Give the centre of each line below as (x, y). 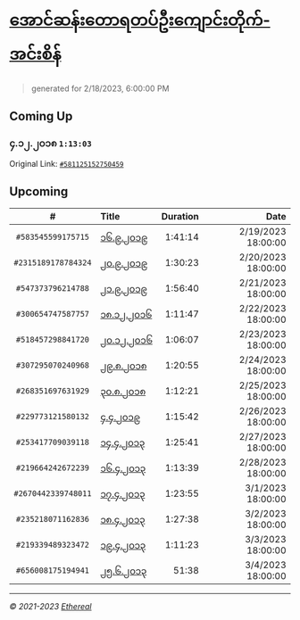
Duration (180, 217)
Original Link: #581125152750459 (67, 163)
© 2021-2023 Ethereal (50, 607)
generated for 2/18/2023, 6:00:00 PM (100, 88)
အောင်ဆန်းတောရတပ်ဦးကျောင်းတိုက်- (140, 20)
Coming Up (41, 116)
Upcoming (39, 192)
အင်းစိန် (35, 54)
